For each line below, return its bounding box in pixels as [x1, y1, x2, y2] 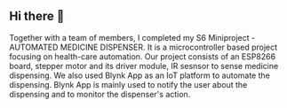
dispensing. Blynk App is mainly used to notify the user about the [9, 79, 248, 89]
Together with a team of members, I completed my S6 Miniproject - [9, 32, 256, 42]
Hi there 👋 [9, 9, 65, 24]
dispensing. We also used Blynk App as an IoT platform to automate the [9, 70, 271, 81]
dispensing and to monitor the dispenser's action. [9, 89, 191, 99]
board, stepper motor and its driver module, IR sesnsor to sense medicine [9, 60, 279, 71]
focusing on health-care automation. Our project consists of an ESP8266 [9, 50, 276, 62]
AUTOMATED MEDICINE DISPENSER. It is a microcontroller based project [9, 42, 278, 52]
